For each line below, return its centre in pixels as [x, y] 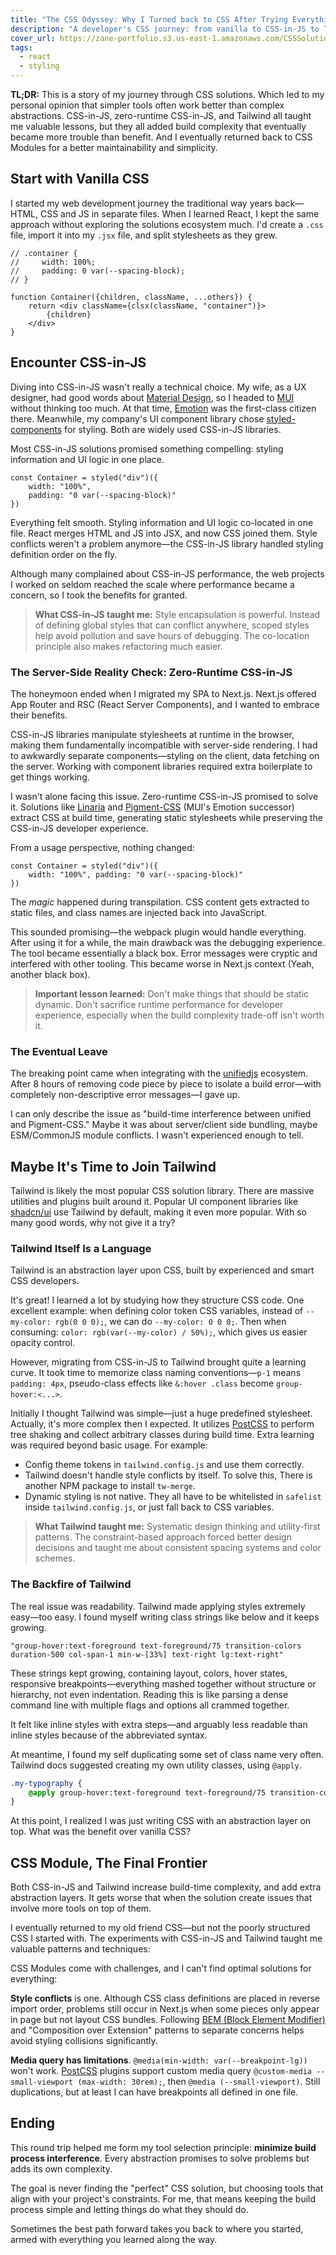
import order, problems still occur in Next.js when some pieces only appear [165, 2009]
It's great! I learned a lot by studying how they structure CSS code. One [157, 1300]
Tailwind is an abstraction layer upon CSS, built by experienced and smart [162, 1270]
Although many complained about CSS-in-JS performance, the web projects [167, 573]
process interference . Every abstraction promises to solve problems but [160, 2158]
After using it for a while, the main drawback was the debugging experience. [167, 942]
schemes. [55, 1558]
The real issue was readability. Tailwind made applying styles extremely [158, 1606]
